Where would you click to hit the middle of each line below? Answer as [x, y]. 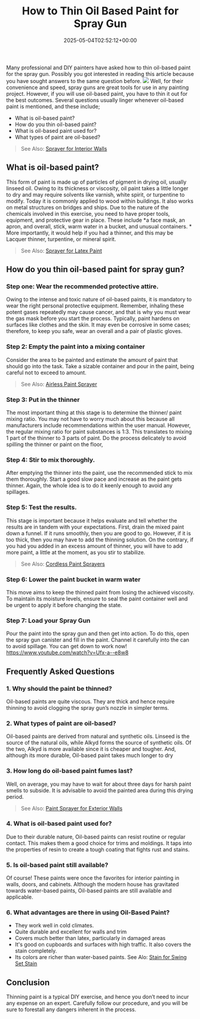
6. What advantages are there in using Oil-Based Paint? [88, 913]
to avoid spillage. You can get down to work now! [67, 646]
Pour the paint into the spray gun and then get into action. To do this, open [98, 634]
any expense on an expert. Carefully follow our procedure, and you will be [97, 1003]
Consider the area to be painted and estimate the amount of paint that [92, 359]
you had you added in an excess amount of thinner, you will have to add [95, 546]
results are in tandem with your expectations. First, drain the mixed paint [95, 527]
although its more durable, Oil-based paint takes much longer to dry [90, 755]
